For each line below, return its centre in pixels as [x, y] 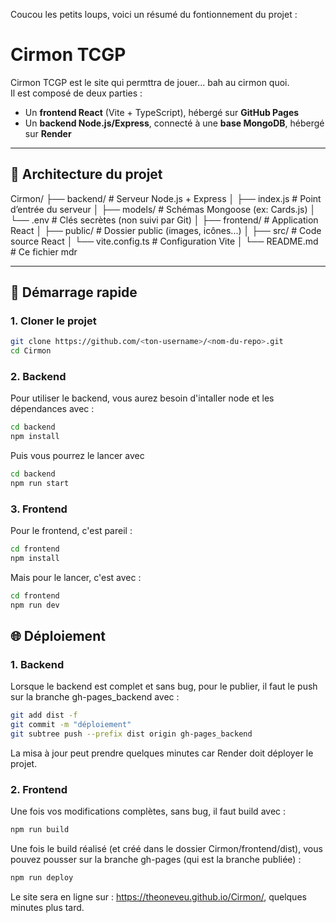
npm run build [40, 830]
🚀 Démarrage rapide [74, 292]
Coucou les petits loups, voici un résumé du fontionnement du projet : [154, 14]
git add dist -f [44, 715]
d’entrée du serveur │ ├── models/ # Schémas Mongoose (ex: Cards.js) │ [163, 209]
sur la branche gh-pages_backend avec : [95, 697]
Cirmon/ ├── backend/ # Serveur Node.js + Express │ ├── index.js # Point [166, 198]
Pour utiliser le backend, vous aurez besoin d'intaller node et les [142, 398]
